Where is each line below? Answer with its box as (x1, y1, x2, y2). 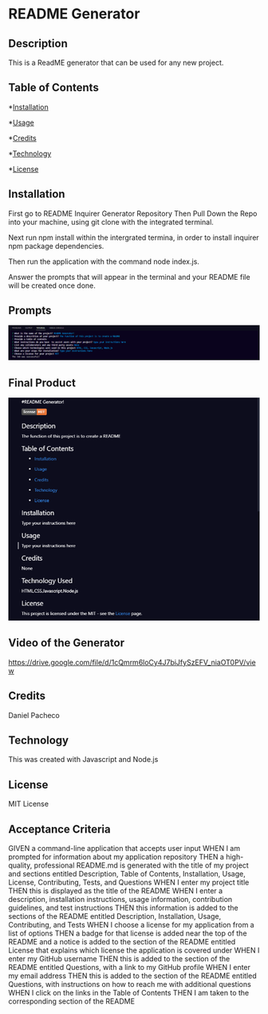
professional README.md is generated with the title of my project (33, 860, 249, 870)
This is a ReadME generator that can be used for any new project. (8, 58, 224, 67)
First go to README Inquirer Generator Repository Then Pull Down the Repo (8, 209, 258, 218)
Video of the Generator (8, 637, 125, 650)
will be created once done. (8, 281, 96, 290)
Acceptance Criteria (8, 822, 111, 836)
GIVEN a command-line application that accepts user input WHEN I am (8, 844, 241, 853)
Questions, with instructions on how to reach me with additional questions (8, 980, 251, 989)
